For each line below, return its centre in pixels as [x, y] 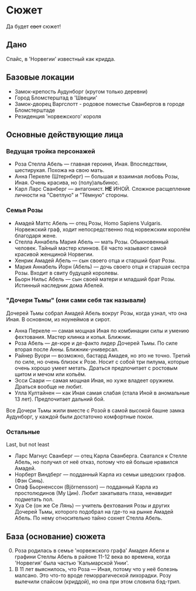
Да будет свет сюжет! [34, 26]
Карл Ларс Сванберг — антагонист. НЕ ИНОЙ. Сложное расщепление [102, 189]
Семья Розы [25, 210]
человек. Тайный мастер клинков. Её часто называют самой [90, 248]
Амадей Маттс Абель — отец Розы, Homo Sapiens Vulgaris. [88, 223]
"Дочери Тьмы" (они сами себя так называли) [76, 300]
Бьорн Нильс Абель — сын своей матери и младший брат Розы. [95, 279]
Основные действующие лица [65, 134]
